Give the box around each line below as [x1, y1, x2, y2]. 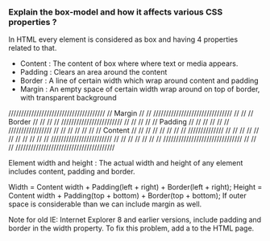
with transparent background [19, 93, 117, 103]
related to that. [8, 43, 57, 53]
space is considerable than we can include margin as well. [8, 199, 202, 209]
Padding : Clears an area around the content [19, 67, 168, 77]
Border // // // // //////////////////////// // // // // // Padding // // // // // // [8, 117, 230, 127]
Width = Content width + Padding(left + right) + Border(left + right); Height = [8, 182, 263, 192]
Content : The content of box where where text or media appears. [19, 59, 239, 68]
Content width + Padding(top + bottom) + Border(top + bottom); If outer [8, 191, 247, 201]
